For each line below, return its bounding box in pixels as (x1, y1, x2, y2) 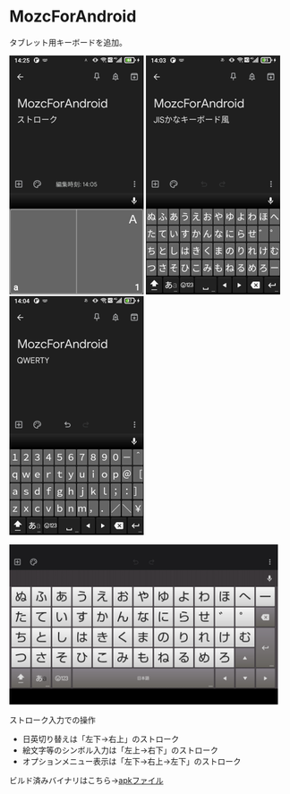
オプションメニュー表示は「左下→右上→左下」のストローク (21, 756, 242, 766)
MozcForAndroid (9, 6, 137, 27)
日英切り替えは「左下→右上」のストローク (21, 733, 180, 744)
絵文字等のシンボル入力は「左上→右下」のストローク (21, 745, 219, 756)
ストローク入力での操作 (9, 714, 96, 725)
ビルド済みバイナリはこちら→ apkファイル (9, 774, 164, 785)
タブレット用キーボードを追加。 (9, 37, 127, 47)
